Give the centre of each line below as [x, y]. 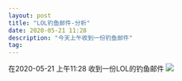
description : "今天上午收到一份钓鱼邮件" [71, 38]
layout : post [30, 15]
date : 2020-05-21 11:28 [48, 30]
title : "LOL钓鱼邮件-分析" [49, 23]
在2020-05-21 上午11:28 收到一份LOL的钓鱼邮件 [86, 69]
